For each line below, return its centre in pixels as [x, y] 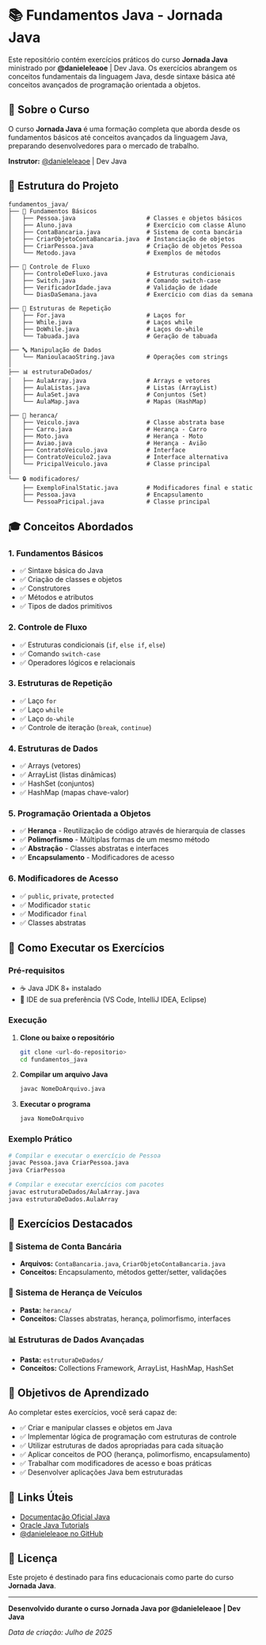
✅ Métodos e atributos [56, 597]
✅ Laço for [38, 700]
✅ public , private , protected [67, 896]
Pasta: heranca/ [46, 1310]
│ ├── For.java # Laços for [97, 315]
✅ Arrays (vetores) [50, 766]
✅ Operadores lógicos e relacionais [78, 662]
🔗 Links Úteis [41, 1498]
